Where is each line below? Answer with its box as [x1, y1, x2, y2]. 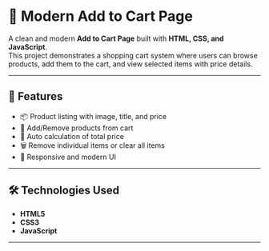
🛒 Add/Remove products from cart [19, 123, 134, 133]
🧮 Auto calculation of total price [19, 131, 124, 141]
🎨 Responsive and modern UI [19, 152, 116, 161]
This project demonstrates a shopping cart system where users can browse [8, 50, 258, 60]
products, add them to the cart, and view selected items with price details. [8, 59, 254, 69]
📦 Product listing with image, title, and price [19, 111, 167, 121]
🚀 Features [8, 90, 63, 103]
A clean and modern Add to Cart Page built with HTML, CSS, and [8, 34, 224, 43]
